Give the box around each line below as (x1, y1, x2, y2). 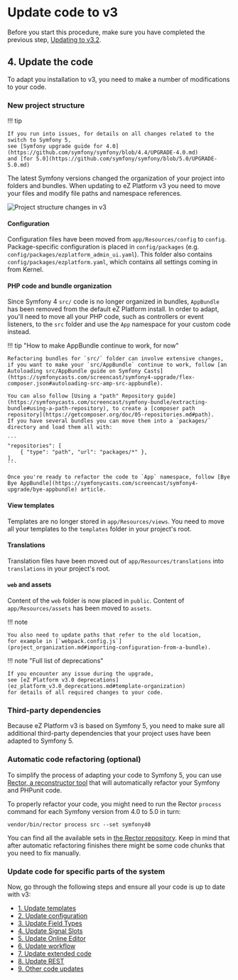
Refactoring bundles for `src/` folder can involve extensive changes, (7, 355, 224, 363)
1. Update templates (17, 904, 77, 912)
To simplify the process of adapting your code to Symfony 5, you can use (7, 771, 222, 779)
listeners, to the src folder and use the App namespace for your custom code (7, 320, 231, 328)
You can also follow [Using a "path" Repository (7, 392, 154, 400)
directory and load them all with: (7, 424, 113, 431)
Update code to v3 (7, 4, 119, 21)
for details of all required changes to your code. (7, 689, 163, 697)
